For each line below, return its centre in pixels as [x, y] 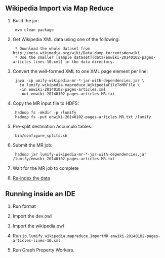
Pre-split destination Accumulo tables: [52, 126]
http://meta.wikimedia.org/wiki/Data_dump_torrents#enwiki [76, 53]
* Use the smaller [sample [43, 57]
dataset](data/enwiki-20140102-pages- [115, 57]
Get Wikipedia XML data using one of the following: [66, 39]
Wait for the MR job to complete [46, 168]
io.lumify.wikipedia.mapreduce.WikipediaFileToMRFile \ [80, 85]
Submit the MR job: [32, 145]
